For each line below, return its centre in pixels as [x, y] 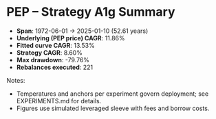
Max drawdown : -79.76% [53, 59]
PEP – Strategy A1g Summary [91, 12]
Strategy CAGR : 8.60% [50, 53]
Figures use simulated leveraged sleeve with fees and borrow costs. [113, 108]
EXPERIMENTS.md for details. [59, 101]
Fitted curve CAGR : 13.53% [56, 45]
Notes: [16, 80]
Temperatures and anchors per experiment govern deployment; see [112, 94]
